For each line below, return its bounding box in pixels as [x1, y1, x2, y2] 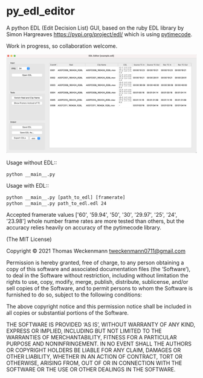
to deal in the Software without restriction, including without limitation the [6, 272, 188, 279]
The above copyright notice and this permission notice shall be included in [6, 303, 192, 310]
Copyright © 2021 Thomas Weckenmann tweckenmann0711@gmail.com [6, 248, 186, 255]
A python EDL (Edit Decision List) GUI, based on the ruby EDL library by [6, 24, 184, 31]
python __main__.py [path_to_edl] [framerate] [6, 194, 126, 200]
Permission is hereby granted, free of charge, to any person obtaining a [6, 259, 184, 266]
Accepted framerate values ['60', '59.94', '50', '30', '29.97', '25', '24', [6, 211, 178, 219]
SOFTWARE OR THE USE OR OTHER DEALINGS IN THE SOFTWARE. [6, 366, 176, 373]
